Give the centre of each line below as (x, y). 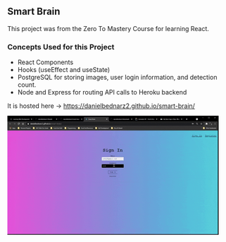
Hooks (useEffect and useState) (64, 70)
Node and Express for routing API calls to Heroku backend (102, 92)
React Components (45, 62)
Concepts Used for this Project (61, 47)
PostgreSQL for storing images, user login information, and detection (117, 78)
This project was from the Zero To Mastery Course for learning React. (108, 28)
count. (27, 85)
